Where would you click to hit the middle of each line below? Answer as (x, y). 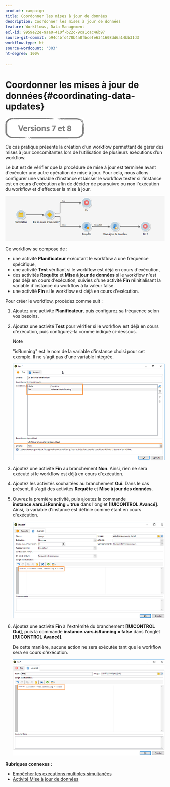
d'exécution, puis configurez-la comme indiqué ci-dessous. (75, 332)
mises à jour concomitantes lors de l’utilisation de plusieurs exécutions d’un (84, 152)
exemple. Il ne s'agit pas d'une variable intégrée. (63, 357)
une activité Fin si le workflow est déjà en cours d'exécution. (76, 291)
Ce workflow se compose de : (36, 249)
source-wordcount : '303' (31, 48)
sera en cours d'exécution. (40, 652)
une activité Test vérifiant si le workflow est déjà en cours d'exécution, (86, 270)
